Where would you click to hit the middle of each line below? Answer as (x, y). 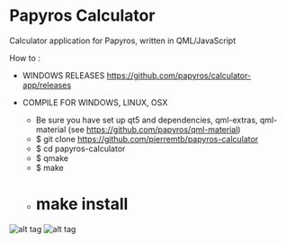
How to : (25, 58)
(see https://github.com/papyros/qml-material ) (154, 129)
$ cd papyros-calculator (80, 148)
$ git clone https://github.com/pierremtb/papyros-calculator (147, 139)
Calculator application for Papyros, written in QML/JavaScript (123, 40)
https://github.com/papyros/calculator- (179, 75)
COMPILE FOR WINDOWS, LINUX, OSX (95, 102)
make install (82, 204)
